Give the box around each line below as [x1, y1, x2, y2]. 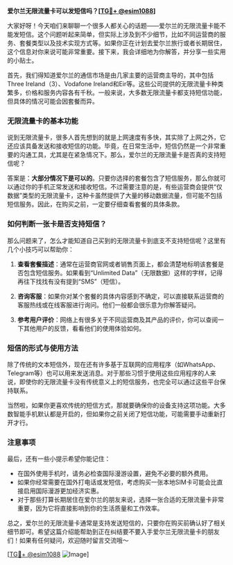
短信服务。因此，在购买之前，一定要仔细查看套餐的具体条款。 [7, 200, 184, 208]
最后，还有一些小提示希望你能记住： [7, 455, 111, 463]
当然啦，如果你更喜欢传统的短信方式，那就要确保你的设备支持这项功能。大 [7, 401, 220, 409]
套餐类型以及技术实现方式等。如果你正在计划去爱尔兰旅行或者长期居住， [19, 39, 226, 47]
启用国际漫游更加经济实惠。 [23, 486, 103, 496]
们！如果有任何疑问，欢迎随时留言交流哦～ [7, 537, 129, 545]
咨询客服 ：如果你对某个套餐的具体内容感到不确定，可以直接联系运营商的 [17, 292, 224, 300]
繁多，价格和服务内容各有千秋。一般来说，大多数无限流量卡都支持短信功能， [7, 88, 226, 97]
